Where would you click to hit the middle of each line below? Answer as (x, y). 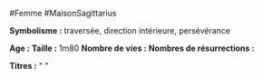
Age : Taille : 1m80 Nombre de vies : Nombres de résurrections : (132, 48)
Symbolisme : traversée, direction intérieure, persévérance (120, 30)
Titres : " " (29, 66)
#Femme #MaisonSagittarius (63, 13)
